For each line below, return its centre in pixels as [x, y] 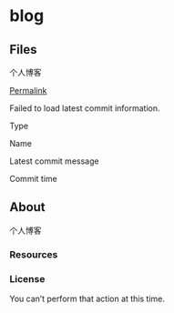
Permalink [28, 91]
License [27, 278]
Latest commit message [54, 161]
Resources [34, 254]
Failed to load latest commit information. [85, 108]
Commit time [33, 179]
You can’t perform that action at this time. [87, 299]
